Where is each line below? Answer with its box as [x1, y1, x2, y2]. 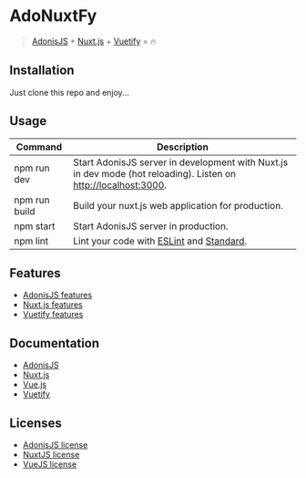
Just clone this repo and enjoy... [9, 87, 129, 98]
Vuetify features [22, 309, 84, 320]
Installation [9, 63, 75, 78]
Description [156, 140, 209, 153]
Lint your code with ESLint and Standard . [72, 234, 248, 247]
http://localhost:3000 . [72, 179, 167, 192]
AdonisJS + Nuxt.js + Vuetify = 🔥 [31, 36, 157, 47]
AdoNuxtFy [9, 5, 97, 26]
